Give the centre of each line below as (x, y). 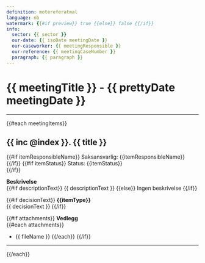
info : (13, 29)
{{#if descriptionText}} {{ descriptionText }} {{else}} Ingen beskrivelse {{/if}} (102, 188)
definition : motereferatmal (42, 12)
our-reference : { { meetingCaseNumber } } (64, 52)
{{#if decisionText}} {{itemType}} (49, 200)
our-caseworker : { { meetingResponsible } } (67, 46)
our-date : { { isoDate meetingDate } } (60, 40)
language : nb (23, 18)
